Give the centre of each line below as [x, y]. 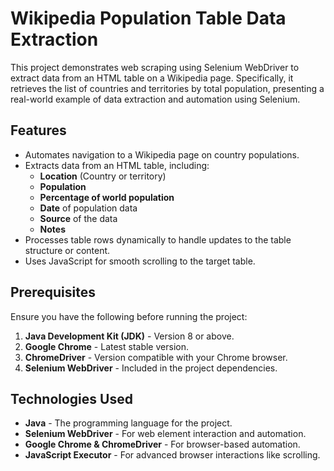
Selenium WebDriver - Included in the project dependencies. [151, 368]
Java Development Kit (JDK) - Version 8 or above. [129, 336]
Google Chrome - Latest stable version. [106, 346]
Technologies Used [71, 398]
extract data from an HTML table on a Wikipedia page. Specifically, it [152, 78]
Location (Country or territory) [103, 176]
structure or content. [67, 250]
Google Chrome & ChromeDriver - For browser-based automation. [162, 444]
